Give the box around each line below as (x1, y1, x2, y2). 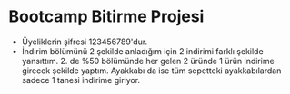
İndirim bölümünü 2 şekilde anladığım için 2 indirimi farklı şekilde (21, 45, 265, 56)
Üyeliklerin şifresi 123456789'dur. (21, 36, 148, 47)
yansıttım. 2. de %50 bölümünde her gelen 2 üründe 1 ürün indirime (21, 55, 275, 66)
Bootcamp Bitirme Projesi (8, 6, 205, 27)
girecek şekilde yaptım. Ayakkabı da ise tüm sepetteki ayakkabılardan (21, 65, 282, 76)
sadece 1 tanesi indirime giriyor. (21, 74, 141, 85)
